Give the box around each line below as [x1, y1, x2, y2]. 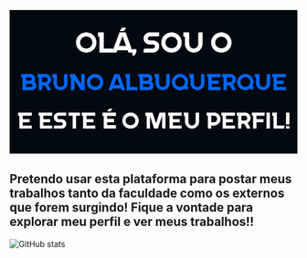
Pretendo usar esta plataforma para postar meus [9, 171, 292, 187]
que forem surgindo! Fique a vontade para [9, 200, 254, 215]
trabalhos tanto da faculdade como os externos [9, 186, 285, 201]
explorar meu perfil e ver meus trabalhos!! [9, 214, 254, 230]
